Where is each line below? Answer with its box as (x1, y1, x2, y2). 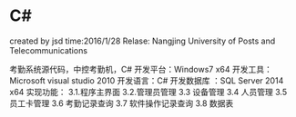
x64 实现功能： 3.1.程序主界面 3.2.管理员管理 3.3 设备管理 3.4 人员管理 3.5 (9, 86, 288, 97)
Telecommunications (9, 44, 88, 55)
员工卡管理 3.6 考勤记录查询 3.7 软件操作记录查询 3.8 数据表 (9, 97, 234, 109)
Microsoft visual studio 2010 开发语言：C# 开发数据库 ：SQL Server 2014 (9, 74, 284, 86)
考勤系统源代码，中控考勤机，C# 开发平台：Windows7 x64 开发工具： (9, 63, 273, 74)
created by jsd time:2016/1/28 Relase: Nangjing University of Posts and (9, 35, 276, 46)
